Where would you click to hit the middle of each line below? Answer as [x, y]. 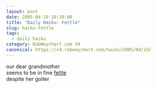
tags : [13, 33]
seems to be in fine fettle [36, 72]
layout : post [22, 11]
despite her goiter [28, 79]
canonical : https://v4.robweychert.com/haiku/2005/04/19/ [79, 50]
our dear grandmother [33, 66]
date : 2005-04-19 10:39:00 [39, 17]
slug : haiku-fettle [30, 28]
